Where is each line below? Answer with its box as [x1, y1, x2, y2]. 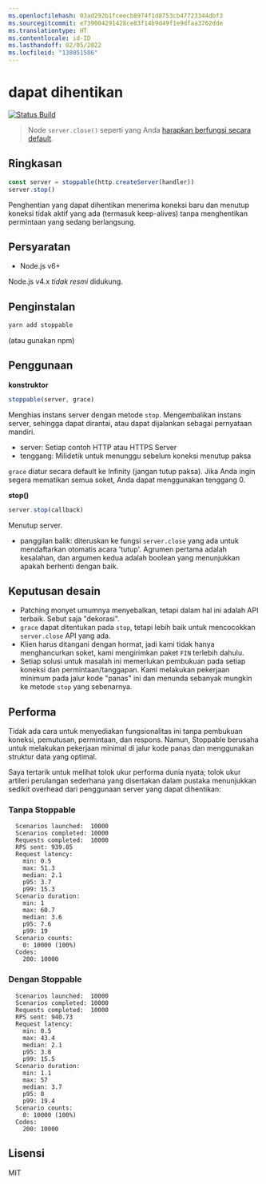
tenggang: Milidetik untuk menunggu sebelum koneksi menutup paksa [19, 451, 252, 460]
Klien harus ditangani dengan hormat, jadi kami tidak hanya [19, 640, 215, 649]
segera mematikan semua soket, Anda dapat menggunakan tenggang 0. [8, 475, 246, 484]
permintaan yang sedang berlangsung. [8, 217, 136, 226]
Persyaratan [8, 240, 71, 253]
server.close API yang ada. [19, 631, 111, 640]
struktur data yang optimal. [8, 752, 97, 762]
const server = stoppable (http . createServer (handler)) [8, 177, 195, 186]
